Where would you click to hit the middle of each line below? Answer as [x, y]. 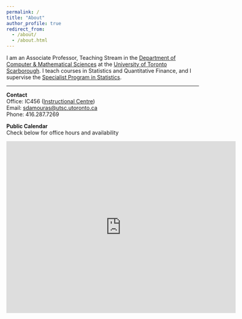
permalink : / [23, 12]
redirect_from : [26, 29]
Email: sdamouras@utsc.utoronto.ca [52, 108]
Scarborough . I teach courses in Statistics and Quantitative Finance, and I [99, 71]
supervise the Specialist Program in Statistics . [64, 77]
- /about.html [30, 40]
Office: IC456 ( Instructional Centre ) [51, 101]
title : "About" [26, 18]
